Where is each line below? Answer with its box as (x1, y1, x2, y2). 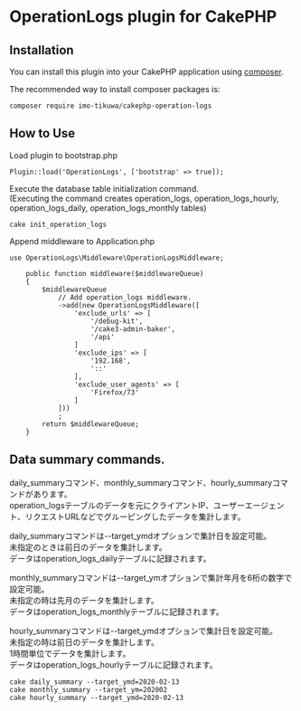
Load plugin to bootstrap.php (9, 149, 118, 160)
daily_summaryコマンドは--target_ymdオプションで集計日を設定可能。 (9, 530, 272, 541)
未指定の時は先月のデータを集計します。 (9, 594, 160, 605)
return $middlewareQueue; (42, 419, 140, 429)
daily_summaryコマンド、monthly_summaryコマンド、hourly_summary (9, 477, 273, 488)
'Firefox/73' (89, 387, 140, 397)
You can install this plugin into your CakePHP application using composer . (9, 66, 285, 77)
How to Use (9, 126, 76, 141)
